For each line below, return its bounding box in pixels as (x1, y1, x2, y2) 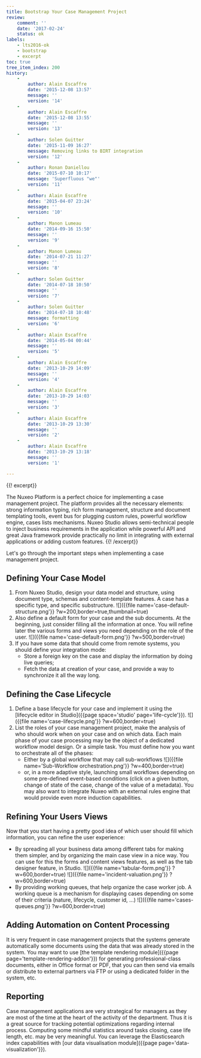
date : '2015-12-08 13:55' (28, 114, 93, 120)
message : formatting (28, 315, 79, 321)
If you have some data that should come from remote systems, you (14, 640, 181, 647)
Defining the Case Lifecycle (6, 689, 112, 699)
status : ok (17, 31, 44, 37)
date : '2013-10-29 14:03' (28, 393, 93, 399)
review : (6, 14, 26, 20)
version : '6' (28, 321, 60, 327)
